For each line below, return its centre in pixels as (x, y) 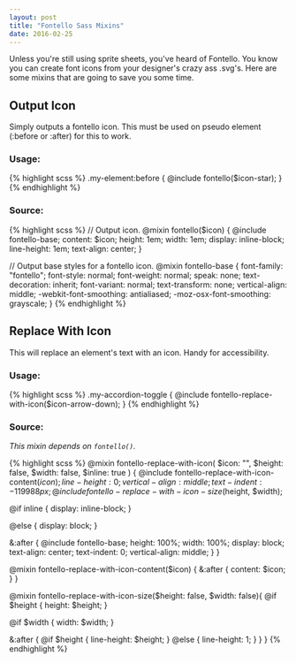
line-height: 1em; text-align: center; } (76, 248)
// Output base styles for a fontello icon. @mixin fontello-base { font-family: (146, 265)
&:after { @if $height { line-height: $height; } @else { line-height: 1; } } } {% (145, 640)
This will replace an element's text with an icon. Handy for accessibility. (139, 352)
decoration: (30, 285)
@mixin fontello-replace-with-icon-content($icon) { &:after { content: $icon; (148, 569)
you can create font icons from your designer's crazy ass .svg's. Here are (143, 68)
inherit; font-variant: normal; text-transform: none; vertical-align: (170, 285)
